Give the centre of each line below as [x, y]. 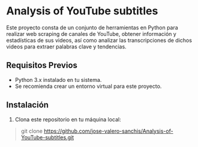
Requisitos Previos [42, 65]
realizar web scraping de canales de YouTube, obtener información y [91, 33]
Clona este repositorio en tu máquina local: [68, 119]
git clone [32, 131]
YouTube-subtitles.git [47, 137]
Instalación [28, 105]
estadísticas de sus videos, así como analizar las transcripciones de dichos [99, 40]
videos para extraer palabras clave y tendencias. [67, 47]
